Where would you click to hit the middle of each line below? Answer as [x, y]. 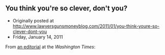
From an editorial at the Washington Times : [50, 47]
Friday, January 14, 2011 [38, 37]
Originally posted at [33, 20]
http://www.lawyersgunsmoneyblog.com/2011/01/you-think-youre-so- [86, 26]
